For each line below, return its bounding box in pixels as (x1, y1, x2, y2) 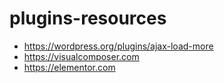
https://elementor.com (23, 61, 116, 73)
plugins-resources (9, 7, 167, 30)
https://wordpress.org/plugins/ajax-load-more (23, 40, 214, 52)
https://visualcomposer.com (23, 50, 140, 62)
